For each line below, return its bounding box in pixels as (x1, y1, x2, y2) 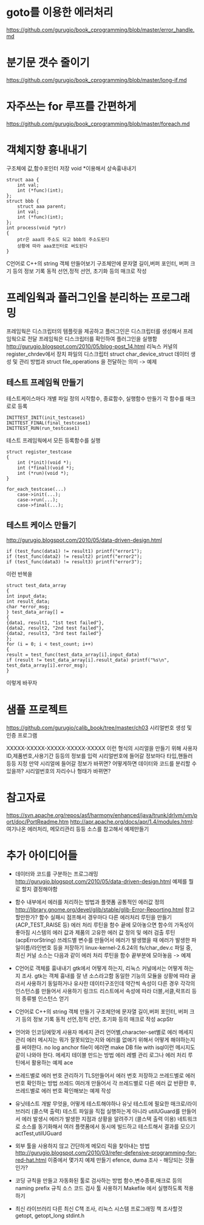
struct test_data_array (6, 583, 67, 589)
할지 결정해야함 (21, 885, 58, 893)
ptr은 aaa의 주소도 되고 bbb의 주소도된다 (17, 236, 110, 242)
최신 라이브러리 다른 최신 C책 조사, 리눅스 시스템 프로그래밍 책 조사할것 (15, 1205, 183, 1212)
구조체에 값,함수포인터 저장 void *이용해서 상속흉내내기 (6, 164, 137, 172)
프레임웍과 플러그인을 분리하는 (6, 290, 149, 304)
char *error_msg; (6, 604, 50, 610)
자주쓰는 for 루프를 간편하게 (6, 100, 137, 113)
